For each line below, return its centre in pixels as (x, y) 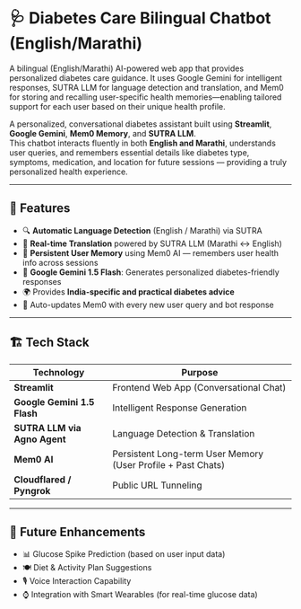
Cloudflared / (43, 480)
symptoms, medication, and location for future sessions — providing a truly (148, 162)
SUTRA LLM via (48, 428)
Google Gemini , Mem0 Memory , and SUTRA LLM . (103, 133)
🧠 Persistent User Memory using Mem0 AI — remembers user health (150, 252)
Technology (59, 372)
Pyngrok (32, 490)
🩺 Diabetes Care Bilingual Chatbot (140, 18)
